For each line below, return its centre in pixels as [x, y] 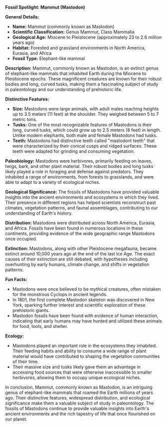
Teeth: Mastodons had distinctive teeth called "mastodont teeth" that [83, 140]
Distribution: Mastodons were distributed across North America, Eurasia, [80, 223]
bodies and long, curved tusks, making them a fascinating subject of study [82, 84]
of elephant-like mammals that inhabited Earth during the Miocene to [76, 73]
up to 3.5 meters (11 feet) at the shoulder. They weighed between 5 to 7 [85, 114]
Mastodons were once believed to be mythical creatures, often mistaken [86, 289]
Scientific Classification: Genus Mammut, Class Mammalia [73, 32]
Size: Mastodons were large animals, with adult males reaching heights [85, 109]
